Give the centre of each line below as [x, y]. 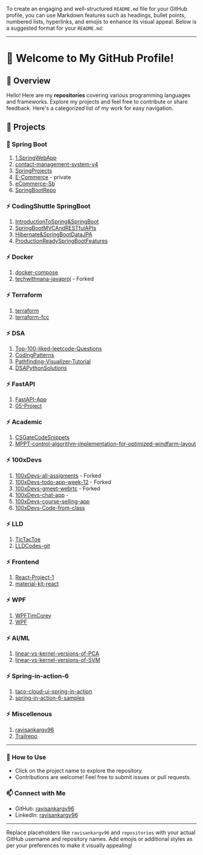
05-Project [28, 406]
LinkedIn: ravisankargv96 [47, 815]
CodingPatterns [34, 355]
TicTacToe [28, 539]
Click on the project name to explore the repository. [79, 771]
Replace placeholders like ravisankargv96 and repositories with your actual [101, 833]
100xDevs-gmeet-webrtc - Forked [58, 488]
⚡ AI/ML [18, 638]
